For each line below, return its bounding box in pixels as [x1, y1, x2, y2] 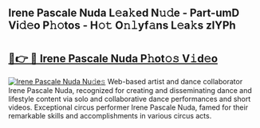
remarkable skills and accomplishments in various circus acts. [8, 111, 212, 120]
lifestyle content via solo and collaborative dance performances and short [8, 95, 251, 103]
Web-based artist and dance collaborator [107, 77, 243, 86]
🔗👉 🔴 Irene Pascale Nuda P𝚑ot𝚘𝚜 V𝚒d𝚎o [8, 52, 218, 65]
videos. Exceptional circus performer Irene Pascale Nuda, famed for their [8, 103, 249, 112]
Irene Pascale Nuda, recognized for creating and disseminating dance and [8, 86, 253, 95]
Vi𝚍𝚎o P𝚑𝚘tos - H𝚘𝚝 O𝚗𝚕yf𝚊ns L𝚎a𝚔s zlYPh [8, 19, 237, 33]
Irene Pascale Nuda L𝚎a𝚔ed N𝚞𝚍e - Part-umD [8, 6, 240, 20]
